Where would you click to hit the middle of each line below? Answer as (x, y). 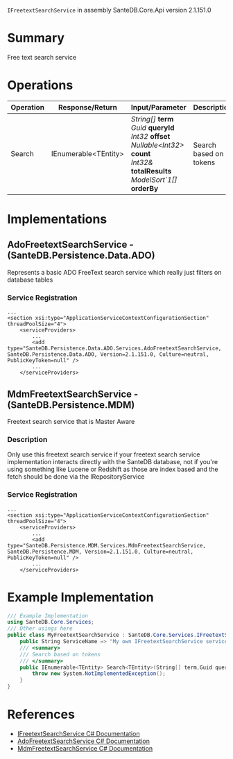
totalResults (151, 171)
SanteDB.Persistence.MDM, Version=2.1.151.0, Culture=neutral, (101, 552)
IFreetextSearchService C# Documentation (78, 733)
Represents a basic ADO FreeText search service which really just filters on (114, 272)
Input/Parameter (158, 107)
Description (27, 439)
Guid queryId (153, 128)
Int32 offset (150, 136)
